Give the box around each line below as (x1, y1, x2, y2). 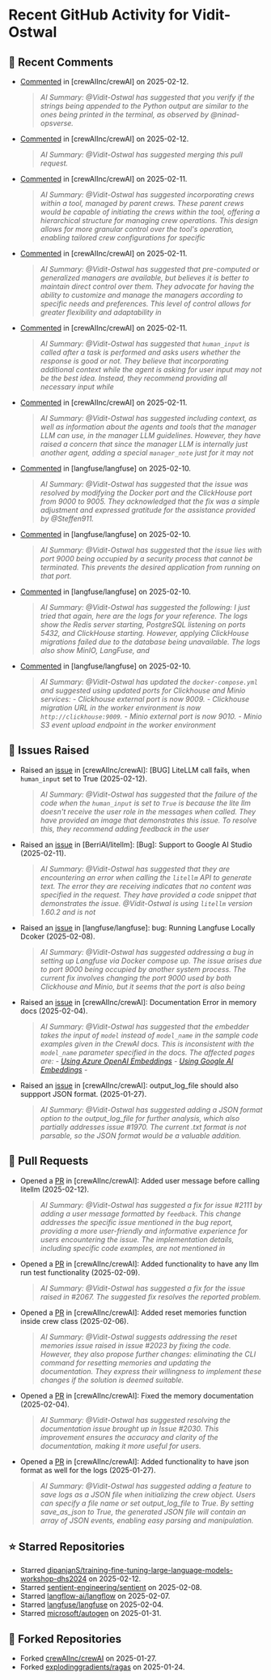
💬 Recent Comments (8, 55, 114, 69)
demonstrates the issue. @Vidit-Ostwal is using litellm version (40, 898, 253, 908)
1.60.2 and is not (40, 907, 95, 917)
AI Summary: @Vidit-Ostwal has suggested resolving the (40, 1415, 231, 1424)
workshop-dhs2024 (19, 1574, 87, 1583)
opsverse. (40, 118, 74, 127)
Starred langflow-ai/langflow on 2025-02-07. (19, 1592, 171, 1601)
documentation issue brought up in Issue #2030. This (40, 1424, 219, 1433)
